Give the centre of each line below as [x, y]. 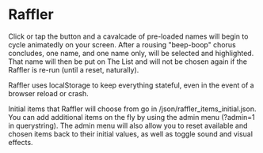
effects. [21, 142]
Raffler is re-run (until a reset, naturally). [74, 69]
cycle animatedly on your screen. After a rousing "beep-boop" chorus [122, 44]
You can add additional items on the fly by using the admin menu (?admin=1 [131, 117]
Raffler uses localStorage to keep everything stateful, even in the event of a [131, 85]
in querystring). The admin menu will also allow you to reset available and [128, 125]
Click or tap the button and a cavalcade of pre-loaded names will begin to [128, 36]
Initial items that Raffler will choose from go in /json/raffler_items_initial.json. [132, 109]
